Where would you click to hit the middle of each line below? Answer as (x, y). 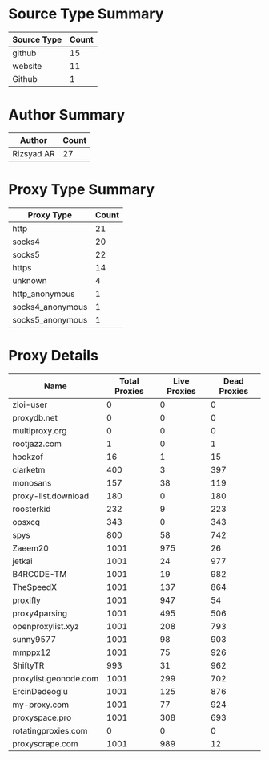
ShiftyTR (28, 665)
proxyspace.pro (42, 717)
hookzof (28, 457)
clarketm (29, 469)
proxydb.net (35, 417)
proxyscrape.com (45, 743)
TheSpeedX (35, 587)
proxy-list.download (51, 496)
